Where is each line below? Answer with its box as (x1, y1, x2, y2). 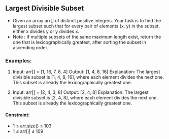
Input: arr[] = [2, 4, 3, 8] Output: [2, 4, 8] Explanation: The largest (12, 89, 149, 95)
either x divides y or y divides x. (12, 28, 80, 34)
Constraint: (5, 112, 30, 118)
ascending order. (12, 44, 48, 50)
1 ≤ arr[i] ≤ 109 (12, 128, 44, 134)
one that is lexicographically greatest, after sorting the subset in (12, 39, 146, 45)
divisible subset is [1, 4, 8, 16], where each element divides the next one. (12, 74, 164, 80)
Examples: (5, 57, 32, 64)
